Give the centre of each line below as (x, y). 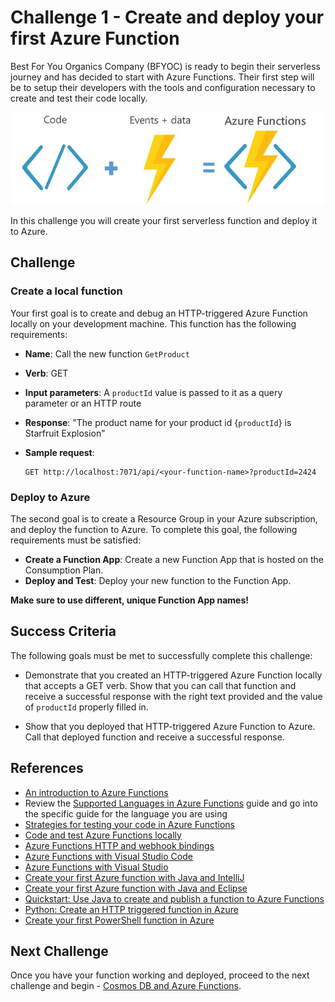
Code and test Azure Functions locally (103, 835)
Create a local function (66, 291)
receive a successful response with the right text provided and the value (173, 696)
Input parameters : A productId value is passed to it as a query (153, 392)
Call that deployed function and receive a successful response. (154, 737)
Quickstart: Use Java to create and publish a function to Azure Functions (174, 898)
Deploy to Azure (50, 497)
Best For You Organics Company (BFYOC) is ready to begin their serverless (165, 66)
